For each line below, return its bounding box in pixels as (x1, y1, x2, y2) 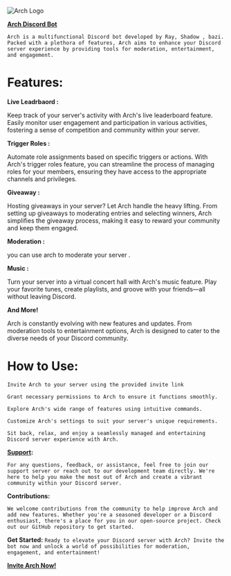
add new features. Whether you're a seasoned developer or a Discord (7, 511, 212, 518)
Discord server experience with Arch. (7, 436, 119, 443)
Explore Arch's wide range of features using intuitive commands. (7, 405, 203, 412)
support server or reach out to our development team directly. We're (7, 467, 215, 475)
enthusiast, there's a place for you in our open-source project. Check (7, 517, 221, 524)
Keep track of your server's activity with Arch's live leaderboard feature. (7, 111, 213, 119)
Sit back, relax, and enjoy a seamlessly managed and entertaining (7, 430, 206, 437)
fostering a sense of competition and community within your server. (7, 126, 201, 134)
